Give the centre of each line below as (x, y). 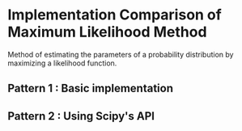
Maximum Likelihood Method (107, 32)
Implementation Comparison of (115, 15)
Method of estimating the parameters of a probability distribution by (121, 54)
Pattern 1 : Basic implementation (90, 89)
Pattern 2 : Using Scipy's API (81, 116)
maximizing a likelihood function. (62, 63)
